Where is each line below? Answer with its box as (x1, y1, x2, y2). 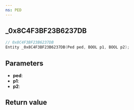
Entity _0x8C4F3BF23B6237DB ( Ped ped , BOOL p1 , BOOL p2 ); (5, 45, 130, 50)
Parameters (5, 59, 44, 68)
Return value (5, 98, 47, 107)
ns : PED (5, 7, 22, 13)
